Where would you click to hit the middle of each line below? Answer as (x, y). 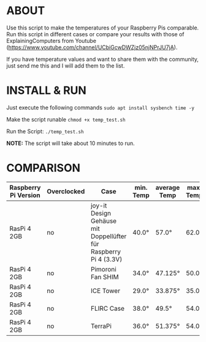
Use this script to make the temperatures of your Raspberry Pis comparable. (103, 28)
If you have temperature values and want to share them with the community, (103, 59)
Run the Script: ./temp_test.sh (45, 131)
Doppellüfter (109, 236)
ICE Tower (106, 290)
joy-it (99, 205)
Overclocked (66, 191)
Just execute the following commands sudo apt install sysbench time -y (101, 107)
